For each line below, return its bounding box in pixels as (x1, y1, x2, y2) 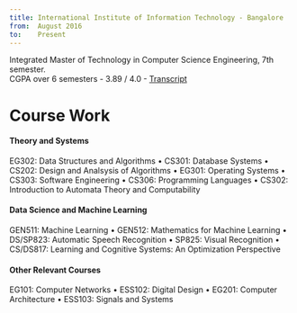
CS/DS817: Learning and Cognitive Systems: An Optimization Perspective (9, 244, 281, 255)
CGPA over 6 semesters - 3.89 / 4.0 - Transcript (9, 74, 187, 85)
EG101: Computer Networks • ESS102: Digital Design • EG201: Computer (9, 284, 277, 295)
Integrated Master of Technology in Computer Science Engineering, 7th (9, 55, 274, 66)
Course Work (9, 105, 111, 126)
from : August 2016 (9, 22, 83, 31)
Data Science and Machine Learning (9, 204, 148, 216)
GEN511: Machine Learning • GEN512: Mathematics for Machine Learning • (9, 224, 288, 235)
